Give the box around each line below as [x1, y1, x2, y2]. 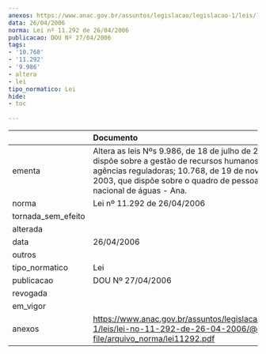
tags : [8, 41, 26, 49]
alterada [12, 224, 44, 234]
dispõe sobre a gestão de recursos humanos [93, 156, 259, 166]
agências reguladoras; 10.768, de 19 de [93, 165, 244, 176]
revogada [12, 288, 47, 299]
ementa [12, 165, 41, 176]
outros [12, 250, 37, 260]
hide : [8, 92, 26, 100]
